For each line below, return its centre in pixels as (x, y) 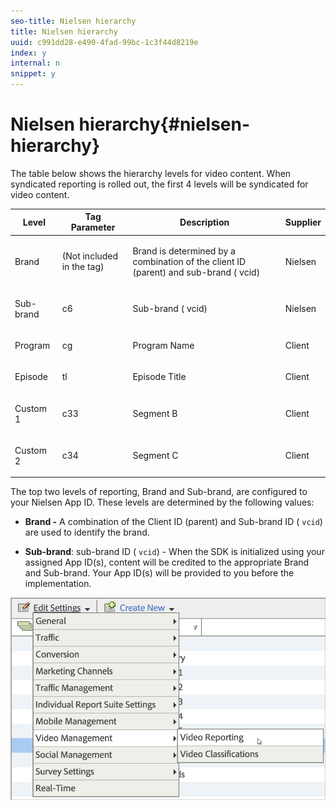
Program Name (163, 346)
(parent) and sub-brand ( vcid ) (196, 272)
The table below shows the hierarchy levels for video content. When (151, 173)
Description (204, 222)
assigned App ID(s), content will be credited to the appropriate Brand (167, 562)
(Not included (90, 256)
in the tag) (83, 267)
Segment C (155, 456)
